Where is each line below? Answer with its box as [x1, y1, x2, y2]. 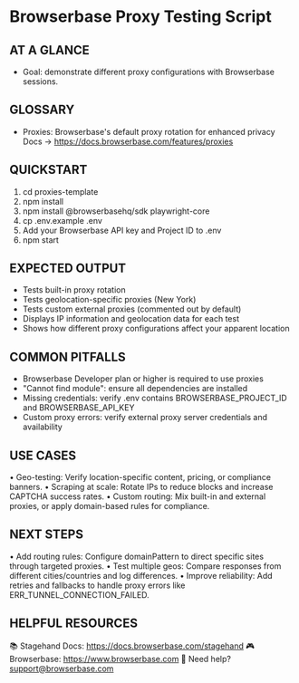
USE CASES [9, 447, 77, 463]
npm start [22, 234, 59, 245]
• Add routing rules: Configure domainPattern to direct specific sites [9, 551, 265, 562]
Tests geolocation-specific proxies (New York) [22, 294, 197, 305]
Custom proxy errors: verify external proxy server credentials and [22, 412, 268, 423]
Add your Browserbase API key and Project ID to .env [22, 225, 222, 236]
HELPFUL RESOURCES [9, 616, 139, 631]
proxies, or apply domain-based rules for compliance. [9, 501, 210, 512]
